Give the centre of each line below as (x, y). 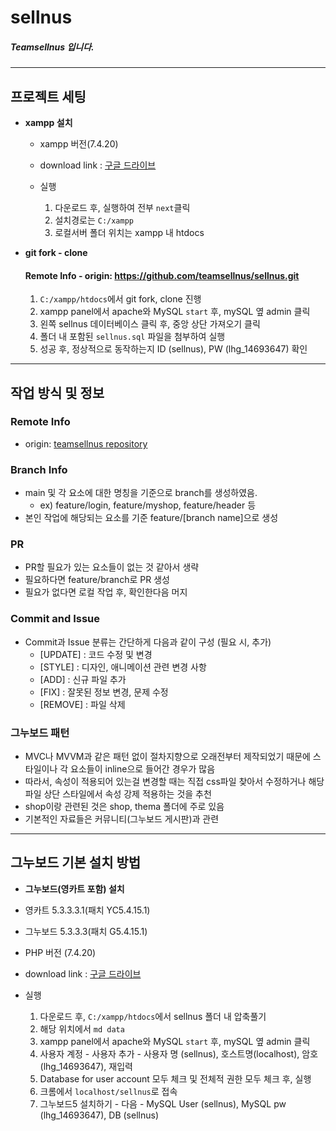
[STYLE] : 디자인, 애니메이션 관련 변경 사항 (123, 667)
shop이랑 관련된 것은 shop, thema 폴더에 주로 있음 (124, 807)
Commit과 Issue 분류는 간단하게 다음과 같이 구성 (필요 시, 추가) (148, 642)
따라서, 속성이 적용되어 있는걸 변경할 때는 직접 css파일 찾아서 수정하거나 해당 (174, 782)
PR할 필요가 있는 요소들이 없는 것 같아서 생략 (112, 567)
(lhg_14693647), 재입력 (86, 1066)
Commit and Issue (55, 619)
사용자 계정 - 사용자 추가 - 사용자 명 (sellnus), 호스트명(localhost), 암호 (179, 1053)
